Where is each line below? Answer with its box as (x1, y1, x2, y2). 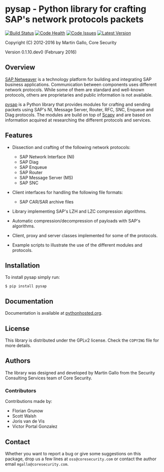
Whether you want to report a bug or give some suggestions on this (5, 450, 141, 456)
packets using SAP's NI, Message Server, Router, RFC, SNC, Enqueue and (5, 106, 154, 112)
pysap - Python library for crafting (5, 3, 146, 15)
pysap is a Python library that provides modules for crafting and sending (5, 101, 150, 107)
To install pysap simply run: (5, 274, 60, 280)
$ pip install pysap (5, 284, 47, 289)
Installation (5, 261, 40, 270)
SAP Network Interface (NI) (19, 153, 75, 160)
